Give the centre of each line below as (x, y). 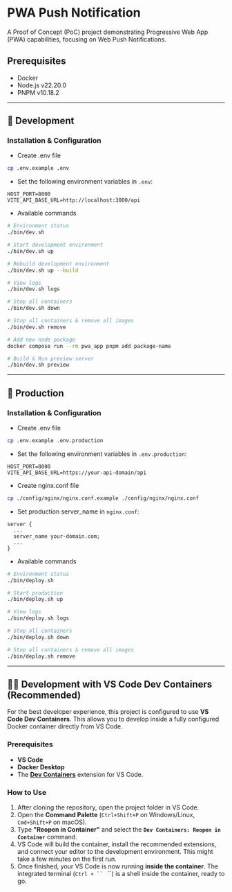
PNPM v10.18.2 (38, 92)
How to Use (27, 792)
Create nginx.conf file (48, 485)
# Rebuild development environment (58, 264)
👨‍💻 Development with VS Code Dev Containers (110, 684)
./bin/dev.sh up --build (43, 270)
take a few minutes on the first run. (67, 859)
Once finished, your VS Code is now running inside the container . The (118, 866)
